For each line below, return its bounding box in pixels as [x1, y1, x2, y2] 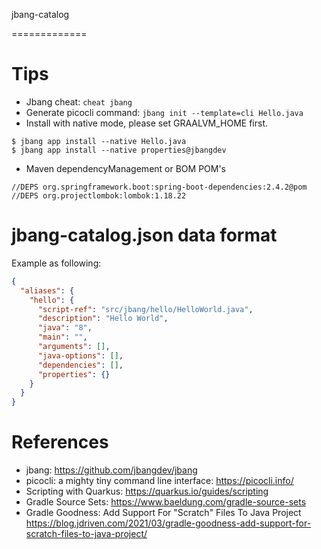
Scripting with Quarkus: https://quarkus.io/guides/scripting [25, 485, 269, 498]
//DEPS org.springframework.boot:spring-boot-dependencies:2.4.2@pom [11, 182, 308, 192]
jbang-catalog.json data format [11, 224, 278, 247]
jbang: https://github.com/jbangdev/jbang [25, 464, 198, 476]
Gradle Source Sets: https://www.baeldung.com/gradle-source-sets [25, 496, 307, 508]
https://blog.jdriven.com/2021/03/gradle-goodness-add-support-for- [25, 517, 312, 529]
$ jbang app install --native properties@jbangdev [11, 145, 227, 155]
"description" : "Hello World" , [37, 314, 169, 324]
